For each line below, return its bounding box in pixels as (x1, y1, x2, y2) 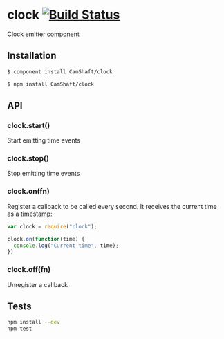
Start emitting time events (7, 136, 81, 145)
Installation (7, 50, 57, 62)
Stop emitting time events (7, 169, 80, 178)
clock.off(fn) (7, 265, 51, 275)
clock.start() (7, 120, 50, 130)
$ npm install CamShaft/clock (7, 80, 95, 88)
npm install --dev (7, 319, 60, 326)
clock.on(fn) (7, 187, 50, 196)
